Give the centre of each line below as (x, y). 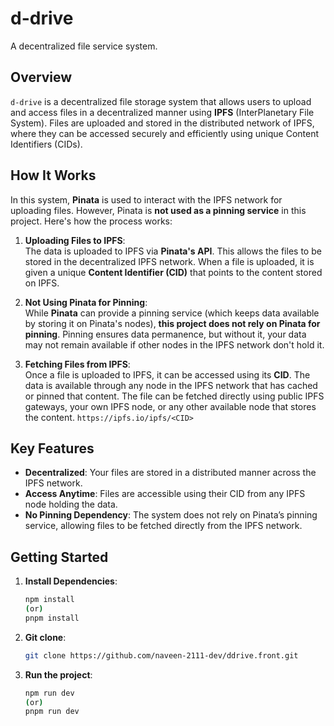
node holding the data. (71, 504)
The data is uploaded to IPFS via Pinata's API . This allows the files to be (173, 251)
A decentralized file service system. (84, 46)
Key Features (52, 448)
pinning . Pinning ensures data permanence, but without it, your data (165, 334)
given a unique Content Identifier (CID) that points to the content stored (173, 272)
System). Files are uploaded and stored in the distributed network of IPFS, (162, 123)
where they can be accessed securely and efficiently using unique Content (165, 133)
